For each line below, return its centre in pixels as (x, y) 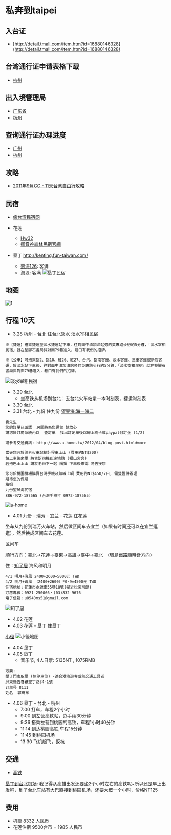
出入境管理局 (26, 98)
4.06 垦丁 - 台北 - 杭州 (36, 703)
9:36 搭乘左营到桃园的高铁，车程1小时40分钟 (68, 722)
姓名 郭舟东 (17, 693)
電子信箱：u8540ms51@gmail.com (37, 598)
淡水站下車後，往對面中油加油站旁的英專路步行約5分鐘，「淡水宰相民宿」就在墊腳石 (91, 365)
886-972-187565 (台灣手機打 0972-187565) (48, 495)
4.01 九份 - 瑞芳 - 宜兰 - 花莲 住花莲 (50, 515)
